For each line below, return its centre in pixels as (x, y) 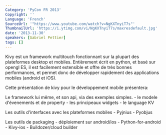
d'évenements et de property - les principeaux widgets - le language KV (80, 102)
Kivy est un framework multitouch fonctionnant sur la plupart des (72, 56)
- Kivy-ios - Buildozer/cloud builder (41, 127)
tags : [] (14, 42)
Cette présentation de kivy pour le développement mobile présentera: (77, 87)
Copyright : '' (20, 14)
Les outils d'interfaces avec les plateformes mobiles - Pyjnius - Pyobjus (79, 112)
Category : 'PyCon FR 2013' (33, 10)
